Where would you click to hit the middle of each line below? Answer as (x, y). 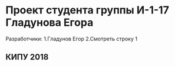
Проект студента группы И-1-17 (87, 10)
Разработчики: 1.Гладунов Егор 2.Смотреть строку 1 (72, 39)
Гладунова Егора (49, 22)
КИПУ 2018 (27, 57)
